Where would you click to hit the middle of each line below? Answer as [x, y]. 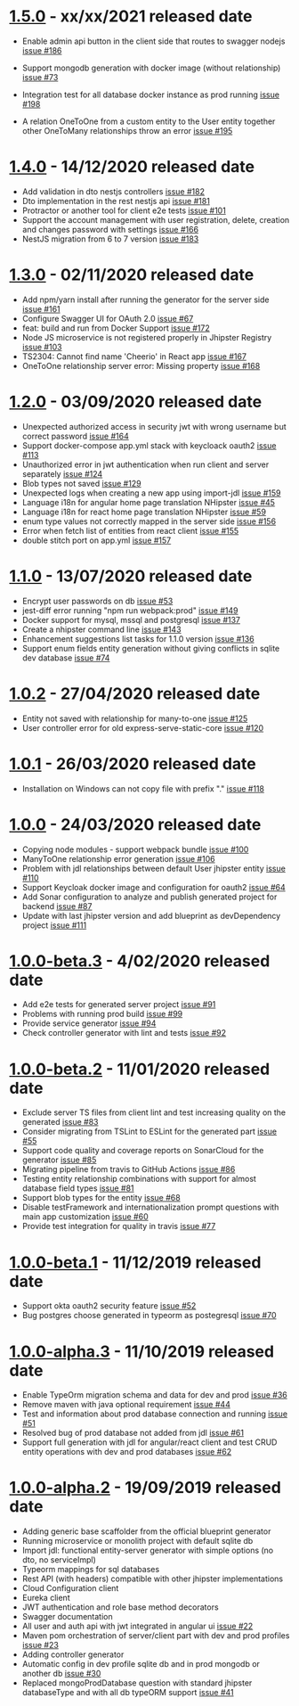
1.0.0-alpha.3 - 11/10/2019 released [141, 1351]
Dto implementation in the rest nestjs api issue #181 [116, 201]
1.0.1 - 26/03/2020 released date [133, 763]
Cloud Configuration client [70, 1588]
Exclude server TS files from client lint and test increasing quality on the [154, 1112]
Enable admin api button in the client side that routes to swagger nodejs [154, 41]
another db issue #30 [61, 1674]
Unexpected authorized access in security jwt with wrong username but [154, 426]
